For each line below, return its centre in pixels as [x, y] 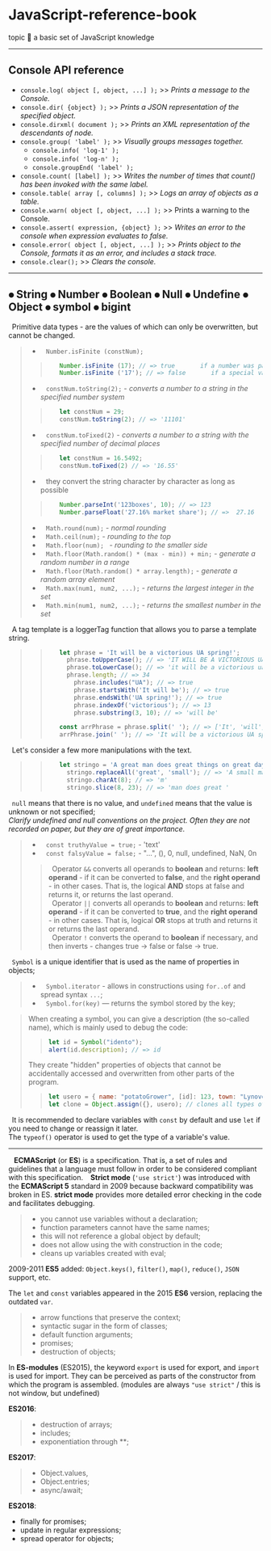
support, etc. [29, 1278]
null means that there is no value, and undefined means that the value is [132, 803]
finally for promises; [53, 1522]
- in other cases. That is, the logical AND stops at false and [146, 886]
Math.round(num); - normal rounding [106, 528]
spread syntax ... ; [71, 994]
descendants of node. [57, 133]
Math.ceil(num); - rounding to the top [108, 536]
